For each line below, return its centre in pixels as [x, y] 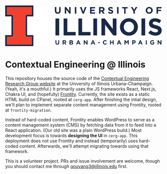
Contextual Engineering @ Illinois [75, 65]
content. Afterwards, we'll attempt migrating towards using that [84, 146]
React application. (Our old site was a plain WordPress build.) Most [73, 130]
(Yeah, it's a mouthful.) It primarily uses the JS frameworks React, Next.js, [81, 89]
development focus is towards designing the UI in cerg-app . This [71, 136]
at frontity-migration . [29, 110]
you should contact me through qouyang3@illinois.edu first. [66, 167]
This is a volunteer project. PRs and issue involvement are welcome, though [83, 161]
